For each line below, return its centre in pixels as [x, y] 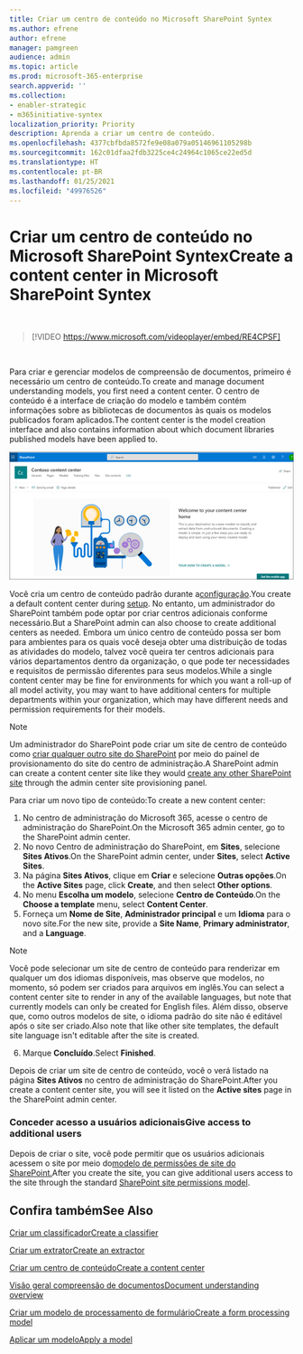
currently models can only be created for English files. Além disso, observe [149, 1006]
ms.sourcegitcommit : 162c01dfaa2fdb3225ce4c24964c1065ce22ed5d [131, 153]
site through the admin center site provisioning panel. [108, 782]
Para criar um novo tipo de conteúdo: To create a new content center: [138, 800]
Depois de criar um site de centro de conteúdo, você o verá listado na [139, 1070]
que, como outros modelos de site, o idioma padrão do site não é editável [146, 1016]
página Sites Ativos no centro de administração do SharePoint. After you [143, 1080]
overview [26, 1294]
